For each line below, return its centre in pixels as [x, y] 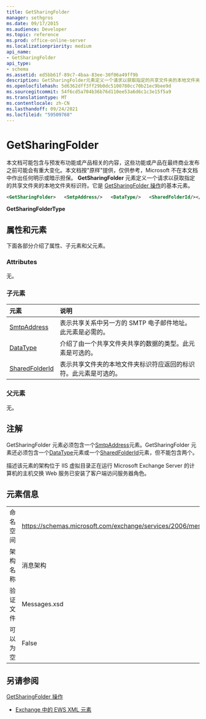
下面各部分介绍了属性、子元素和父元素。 [57, 245]
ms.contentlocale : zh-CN [38, 103]
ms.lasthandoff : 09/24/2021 [42, 109]
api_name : [19, 52]
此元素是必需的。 [84, 332]
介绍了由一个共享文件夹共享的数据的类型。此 [124, 343]
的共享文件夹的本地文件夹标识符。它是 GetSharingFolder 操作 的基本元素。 [100, 186]
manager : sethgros [30, 18]
